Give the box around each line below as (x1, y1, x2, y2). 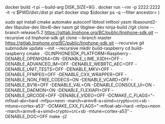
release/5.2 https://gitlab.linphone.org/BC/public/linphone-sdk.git (20, 30, 154, 35)
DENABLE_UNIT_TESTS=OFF (5, 66, 64, 72)
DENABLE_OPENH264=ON (5, 56, 60, 61)
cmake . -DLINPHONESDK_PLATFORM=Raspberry (26, 50, 129, 56)
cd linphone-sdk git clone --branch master (25, 35, 112, 41)
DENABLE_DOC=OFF (5, 114, 48, 119)
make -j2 (49, 114, 67, 119)
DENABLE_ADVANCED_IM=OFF (5, 61, 69, 67)
